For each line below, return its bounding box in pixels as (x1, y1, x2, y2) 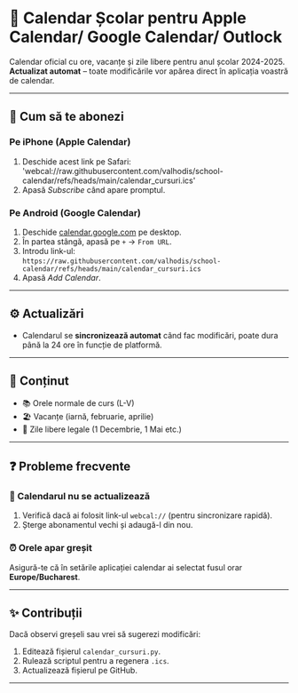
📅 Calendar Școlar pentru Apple (9, 8, 247, 28)
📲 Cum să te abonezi (9, 109, 124, 124)
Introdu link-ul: (21, 245, 75, 256)
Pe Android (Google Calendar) (9, 206, 142, 219)
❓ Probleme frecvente (9, 458, 131, 474)
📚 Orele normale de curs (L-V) (21, 397, 135, 408)
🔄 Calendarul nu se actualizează (9, 490, 151, 502)
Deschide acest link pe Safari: (21, 155, 131, 167)
